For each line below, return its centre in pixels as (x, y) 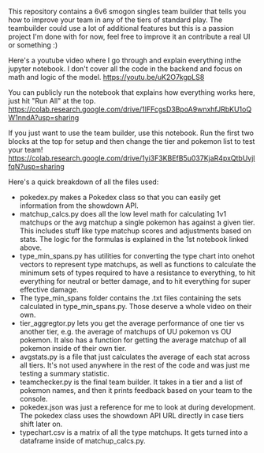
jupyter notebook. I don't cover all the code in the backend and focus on (125, 69)
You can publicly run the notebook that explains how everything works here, (132, 92)
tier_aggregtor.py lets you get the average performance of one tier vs (132, 323)
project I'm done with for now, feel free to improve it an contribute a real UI (129, 36)
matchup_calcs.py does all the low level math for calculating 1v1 (123, 214)
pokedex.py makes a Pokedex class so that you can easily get (120, 197)
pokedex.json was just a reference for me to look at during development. (138, 407)
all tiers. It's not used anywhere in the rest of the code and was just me (135, 365)
